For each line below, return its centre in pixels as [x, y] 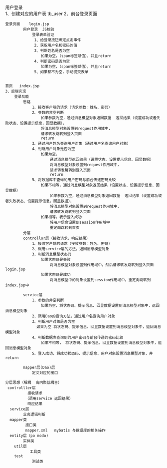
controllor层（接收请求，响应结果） [57, 238]
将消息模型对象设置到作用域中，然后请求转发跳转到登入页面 [102, 265]
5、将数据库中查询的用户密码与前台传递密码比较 [74, 180]
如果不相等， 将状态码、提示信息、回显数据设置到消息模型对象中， [99, 343]
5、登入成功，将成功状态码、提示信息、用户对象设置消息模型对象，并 [92, 353]
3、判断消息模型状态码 [51, 254]
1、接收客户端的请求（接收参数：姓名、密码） [72, 244]
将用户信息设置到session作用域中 [80, 222]
